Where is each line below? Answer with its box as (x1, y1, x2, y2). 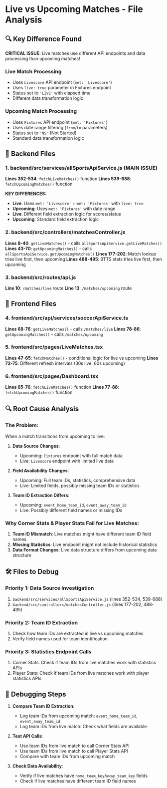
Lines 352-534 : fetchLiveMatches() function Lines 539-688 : (5, 176, 132, 182)
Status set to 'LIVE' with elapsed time (12, 90, 91, 96)
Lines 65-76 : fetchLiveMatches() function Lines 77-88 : (5, 384, 120, 390)
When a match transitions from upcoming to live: (5, 433, 105, 439)
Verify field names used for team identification (12, 636, 108, 642)
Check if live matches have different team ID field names (19, 778, 136, 784)
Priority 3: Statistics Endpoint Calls (5, 648, 92, 655)
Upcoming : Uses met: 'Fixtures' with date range (12, 206, 116, 212)
